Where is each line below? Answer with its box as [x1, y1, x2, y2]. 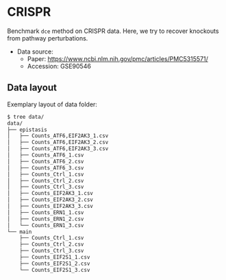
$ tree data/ [7, 113, 45, 120]
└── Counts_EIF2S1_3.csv [19, 266, 90, 273]
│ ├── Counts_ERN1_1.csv [7, 209, 84, 216]
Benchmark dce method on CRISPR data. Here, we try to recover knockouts [7, 27, 219, 35]
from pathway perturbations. [7, 34, 88, 42]
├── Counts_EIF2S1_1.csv [19, 254, 90, 261]
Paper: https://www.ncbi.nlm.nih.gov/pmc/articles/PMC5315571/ [27, 54, 209, 62]
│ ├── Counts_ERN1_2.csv [7, 215, 84, 222]
